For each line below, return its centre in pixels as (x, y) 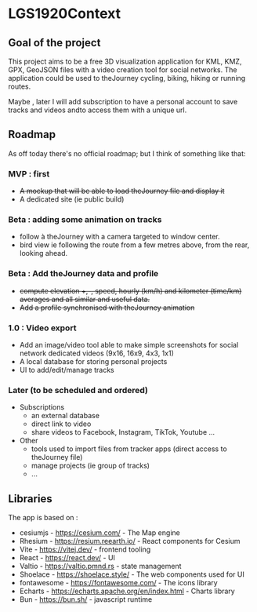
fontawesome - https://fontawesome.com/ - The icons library (118, 583)
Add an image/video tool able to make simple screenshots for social (129, 345)
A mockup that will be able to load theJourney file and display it (122, 191)
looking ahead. (43, 253)
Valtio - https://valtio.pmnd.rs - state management (100, 566)
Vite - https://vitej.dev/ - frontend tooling (85, 549)
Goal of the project (54, 43)
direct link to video (61, 424)
